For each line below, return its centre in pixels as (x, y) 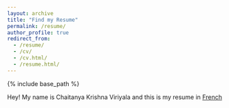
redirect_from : (29, 39)
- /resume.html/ (36, 64)
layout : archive (30, 13)
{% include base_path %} (43, 83)
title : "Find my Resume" (43, 20)
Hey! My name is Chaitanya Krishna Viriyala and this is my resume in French (115, 97)
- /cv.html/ (31, 58)
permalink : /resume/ (37, 26)
